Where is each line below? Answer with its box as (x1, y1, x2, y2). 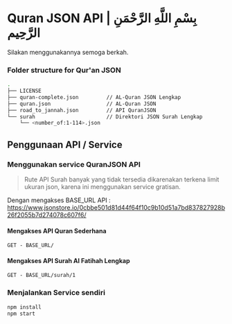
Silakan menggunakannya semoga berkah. (7, 48, 129, 56)
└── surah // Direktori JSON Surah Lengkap (7, 113, 203, 120)
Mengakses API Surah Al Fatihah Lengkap (7, 256, 130, 264)
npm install (7, 303, 42, 311)
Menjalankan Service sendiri (7, 288, 106, 298)
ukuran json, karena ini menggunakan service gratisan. (24, 183, 181, 191)
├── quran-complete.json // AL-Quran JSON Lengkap (7, 93, 181, 100)
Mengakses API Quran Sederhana (7, 226, 107, 235)
